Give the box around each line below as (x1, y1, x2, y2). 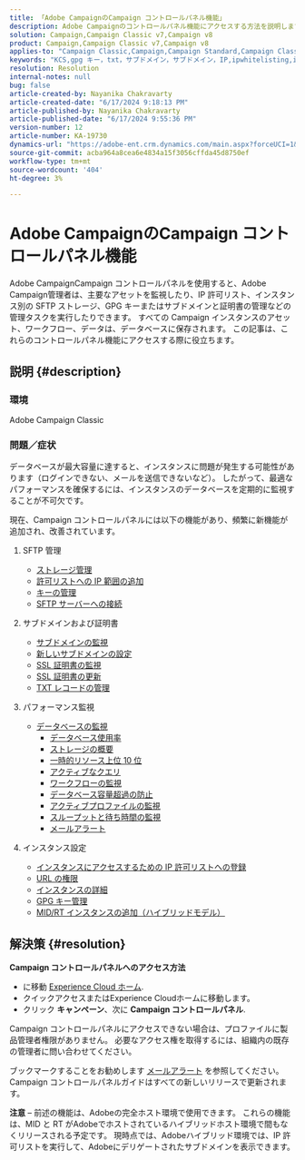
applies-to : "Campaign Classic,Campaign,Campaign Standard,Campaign (9, 47, 274, 56)
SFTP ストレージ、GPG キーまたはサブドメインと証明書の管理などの (34, 300, 292, 311)
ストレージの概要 (49, 743, 114, 754)
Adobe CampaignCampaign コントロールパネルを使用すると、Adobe (9, 278, 267, 289)
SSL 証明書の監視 (35, 660, 102, 671)
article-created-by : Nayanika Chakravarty (9, 89, 172, 98)
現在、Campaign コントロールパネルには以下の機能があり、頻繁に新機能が (9, 515, 289, 526)
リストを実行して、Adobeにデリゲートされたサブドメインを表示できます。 (16, 1141, 295, 1152)
